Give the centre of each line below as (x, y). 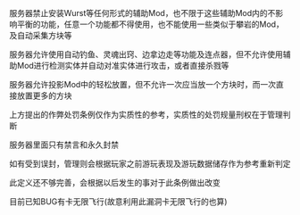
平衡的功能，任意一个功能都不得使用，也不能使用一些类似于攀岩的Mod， (150, 24)
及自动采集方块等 (41, 35)
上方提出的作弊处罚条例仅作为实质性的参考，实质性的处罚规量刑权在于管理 (146, 115)
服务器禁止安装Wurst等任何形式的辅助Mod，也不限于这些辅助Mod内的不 (142, 13)
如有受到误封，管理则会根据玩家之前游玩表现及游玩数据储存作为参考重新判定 (150, 164)
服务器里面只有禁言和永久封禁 (64, 145)
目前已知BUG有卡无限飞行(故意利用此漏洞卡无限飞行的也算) (118, 202)
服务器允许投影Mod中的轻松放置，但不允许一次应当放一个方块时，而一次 (143, 84)
